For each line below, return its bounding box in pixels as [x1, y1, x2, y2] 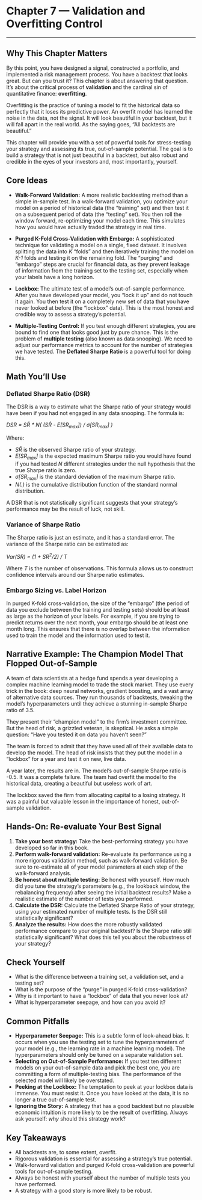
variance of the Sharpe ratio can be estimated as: [6, 540, 129, 547]
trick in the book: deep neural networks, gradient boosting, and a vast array [6, 687, 194, 694]
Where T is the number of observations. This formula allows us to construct [6, 564, 194, 572]
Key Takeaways [6, 1133, 67, 1143]
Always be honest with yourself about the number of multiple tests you [14, 1174, 191, 1181]
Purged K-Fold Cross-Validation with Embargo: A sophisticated [14, 235, 174, 242]
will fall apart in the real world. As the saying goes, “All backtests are [6, 120, 176, 128]
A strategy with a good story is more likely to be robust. [14, 1187, 153, 1194]
